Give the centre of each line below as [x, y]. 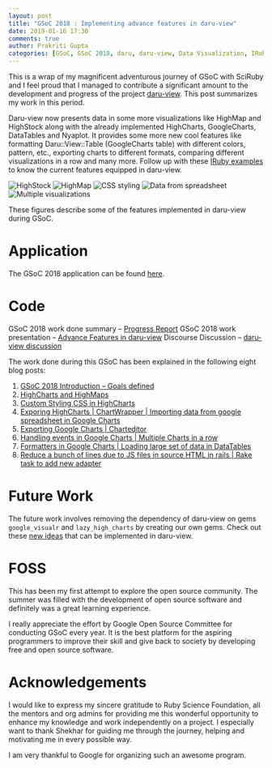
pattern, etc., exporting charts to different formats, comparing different [126, 152]
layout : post [30, 16]
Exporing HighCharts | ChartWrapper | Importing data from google [130, 412]
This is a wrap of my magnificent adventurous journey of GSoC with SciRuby [136, 77]
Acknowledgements [78, 682]
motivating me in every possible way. [70, 739]
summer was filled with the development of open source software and [125, 599]
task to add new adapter [61, 463]
